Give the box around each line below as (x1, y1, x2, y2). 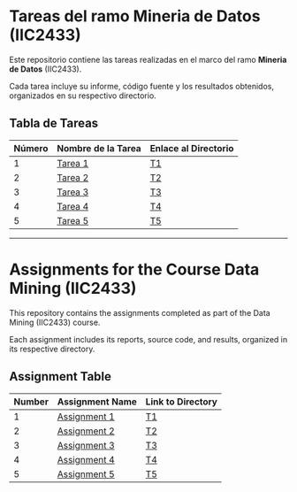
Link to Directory (145, 396, 218, 408)
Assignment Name (57, 396, 137, 408)
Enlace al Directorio (149, 142, 234, 154)
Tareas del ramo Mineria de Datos (9, 6, 261, 27)
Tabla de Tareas (9, 116, 99, 131)
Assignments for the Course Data (9, 259, 260, 280)
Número (13, 142, 49, 154)
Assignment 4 (57, 453, 115, 465)
